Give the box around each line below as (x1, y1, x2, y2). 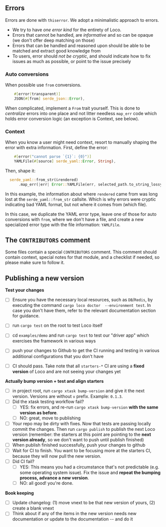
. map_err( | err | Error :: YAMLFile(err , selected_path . (18, 182, 129, 187)
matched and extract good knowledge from (12, 48, 101, 54)
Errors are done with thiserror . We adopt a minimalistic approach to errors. (5, 17, 159, 23)
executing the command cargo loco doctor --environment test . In (12, 302, 151, 308)
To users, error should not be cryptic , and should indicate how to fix (12, 53, 151, 59)
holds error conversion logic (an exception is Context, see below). (5, 116, 139, 121)
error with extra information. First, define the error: (5, 145, 108, 151)
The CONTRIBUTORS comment (5, 236, 90, 244)
